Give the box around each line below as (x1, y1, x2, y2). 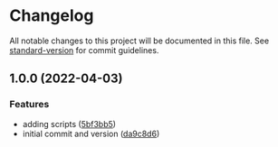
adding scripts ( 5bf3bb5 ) (22, 118, 116, 129)
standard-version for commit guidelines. (9, 44, 159, 55)
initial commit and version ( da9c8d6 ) (22, 128, 160, 139)
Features (9, 98, 50, 111)
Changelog (9, 5, 94, 26)
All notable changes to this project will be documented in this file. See (9, 35, 270, 46)
